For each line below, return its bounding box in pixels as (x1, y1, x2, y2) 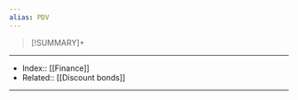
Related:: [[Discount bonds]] (21, 72, 126, 82)
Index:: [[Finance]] (21, 63, 90, 73)
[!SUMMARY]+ (30, 37, 85, 48)
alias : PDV (9, 12, 50, 22)
